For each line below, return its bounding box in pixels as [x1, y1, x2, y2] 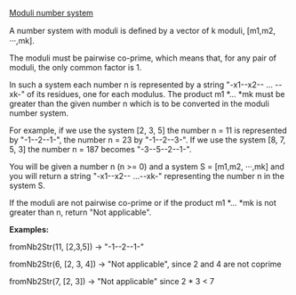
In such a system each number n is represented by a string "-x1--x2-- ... [9, 79, 274, 90]
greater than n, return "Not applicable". [9, 207, 152, 217]
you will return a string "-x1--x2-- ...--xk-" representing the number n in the [9, 171, 284, 181]
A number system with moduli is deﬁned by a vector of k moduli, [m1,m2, [9, 26, 276, 36]
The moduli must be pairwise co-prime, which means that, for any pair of [9, 53, 277, 63]
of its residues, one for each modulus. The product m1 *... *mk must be [26, 89, 286, 99]
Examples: [9, 225, 49, 234]
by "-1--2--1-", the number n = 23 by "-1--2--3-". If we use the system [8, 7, [9, 135, 286, 145]
